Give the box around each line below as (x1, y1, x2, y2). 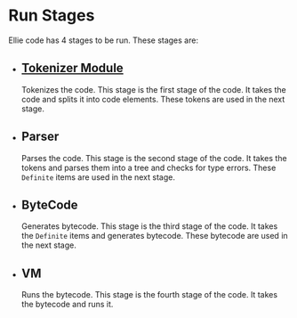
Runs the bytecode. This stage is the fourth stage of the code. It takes (20, 289, 277, 300)
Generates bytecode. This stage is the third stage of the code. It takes (20, 221, 278, 232)
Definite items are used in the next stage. (20, 171, 175, 183)
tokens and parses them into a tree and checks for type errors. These (20, 162, 277, 173)
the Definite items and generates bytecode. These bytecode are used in (20, 231, 288, 241)
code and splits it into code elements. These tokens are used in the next (20, 94, 285, 104)
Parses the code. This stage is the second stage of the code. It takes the (20, 152, 287, 163)
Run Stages (8, 5, 95, 26)
